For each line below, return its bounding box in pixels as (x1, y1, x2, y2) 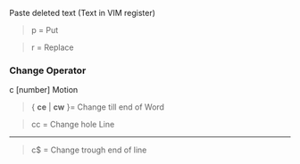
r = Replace (30, 42, 74, 53)
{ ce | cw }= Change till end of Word (30, 102, 165, 112)
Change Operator (9, 64, 87, 77)
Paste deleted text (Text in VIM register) (9, 8, 156, 18)
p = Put (30, 25, 59, 35)
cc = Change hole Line (30, 119, 115, 130)
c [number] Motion (9, 85, 79, 95)
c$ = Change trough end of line (30, 144, 147, 155)
